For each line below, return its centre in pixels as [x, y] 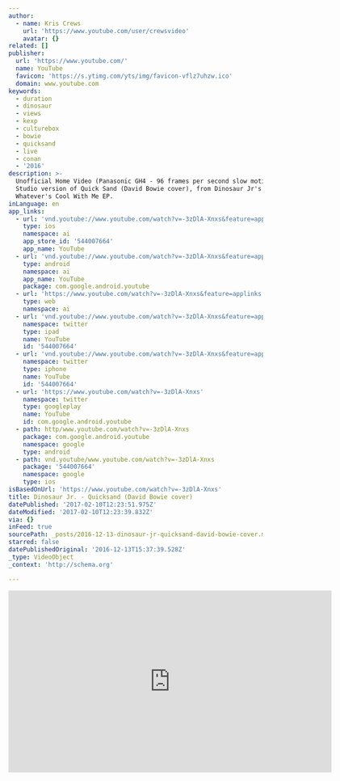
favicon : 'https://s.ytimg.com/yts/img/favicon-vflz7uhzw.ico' [124, 76]
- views [29, 114]
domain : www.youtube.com [57, 83]
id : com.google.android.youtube [77, 422]
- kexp [27, 121]
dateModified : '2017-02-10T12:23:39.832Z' [81, 512]
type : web [40, 302]
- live [27, 151]
